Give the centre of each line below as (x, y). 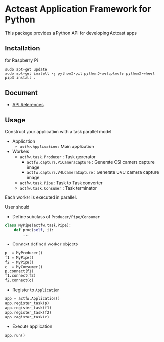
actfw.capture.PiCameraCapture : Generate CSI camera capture (91, 162)
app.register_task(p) (27, 303)
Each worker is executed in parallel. (41, 197)
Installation (23, 48)
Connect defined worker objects (45, 244)
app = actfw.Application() (33, 299)
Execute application (32, 326)
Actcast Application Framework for (78, 9)
